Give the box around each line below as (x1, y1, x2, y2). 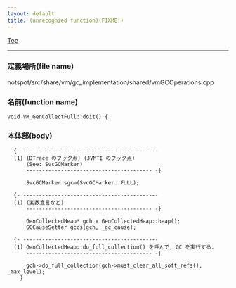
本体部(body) (7, 131, 53, 141)
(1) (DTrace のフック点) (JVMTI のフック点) (13, 155, 136, 162)
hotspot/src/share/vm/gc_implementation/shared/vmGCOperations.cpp (7, 78, 214, 87)
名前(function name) (7, 96, 79, 106)
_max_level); (7, 268, 46, 275)
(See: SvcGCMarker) (25, 161, 83, 168)
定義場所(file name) (7, 61, 74, 71)
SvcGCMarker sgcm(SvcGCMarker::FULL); (25, 180, 140, 187)
